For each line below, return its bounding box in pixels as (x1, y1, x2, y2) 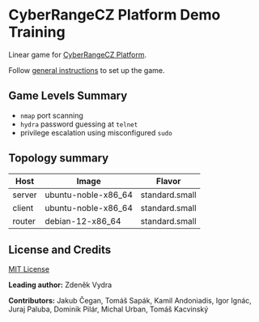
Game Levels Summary (8, 89, 128, 103)
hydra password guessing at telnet (19, 119, 138, 129)
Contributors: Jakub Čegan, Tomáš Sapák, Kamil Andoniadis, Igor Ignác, (8, 296, 253, 306)
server (12, 189, 38, 200)
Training (8, 23, 66, 41)
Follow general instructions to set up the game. (8, 65, 165, 75)
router (12, 215, 36, 226)
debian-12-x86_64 (45, 215, 121, 226)
